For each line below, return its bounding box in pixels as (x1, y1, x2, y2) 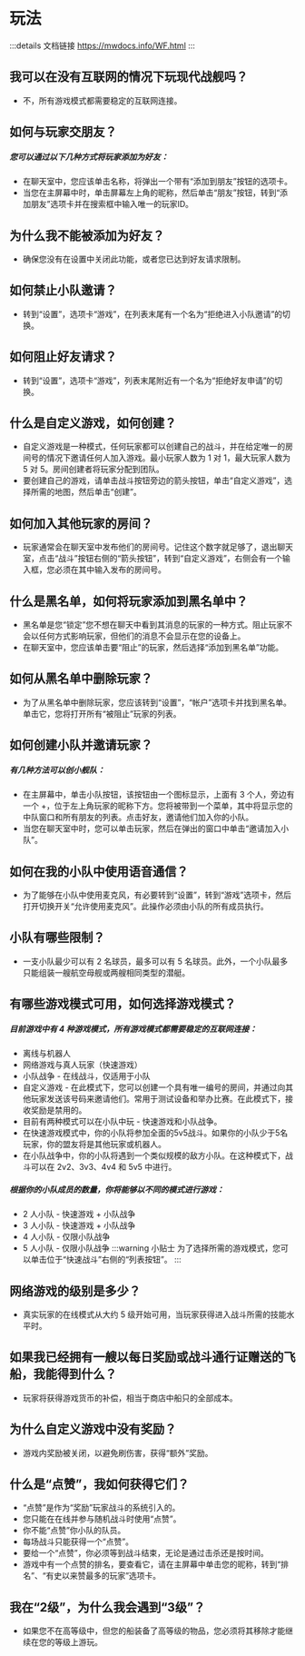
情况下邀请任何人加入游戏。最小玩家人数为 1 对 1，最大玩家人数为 (46, 452, 290, 463)
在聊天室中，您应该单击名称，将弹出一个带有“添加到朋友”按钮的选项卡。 (22, 176, 293, 187)
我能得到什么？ (33, 1366, 117, 1382)
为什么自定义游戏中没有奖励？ (9, 1422, 177, 1437)
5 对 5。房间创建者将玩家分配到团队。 (22, 464, 165, 475)
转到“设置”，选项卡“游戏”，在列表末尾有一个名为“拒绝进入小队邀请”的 (22, 308, 283, 319)
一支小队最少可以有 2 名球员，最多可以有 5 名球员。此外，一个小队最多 (22, 956, 289, 967)
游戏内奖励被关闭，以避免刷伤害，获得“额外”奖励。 (22, 1447, 213, 1458)
